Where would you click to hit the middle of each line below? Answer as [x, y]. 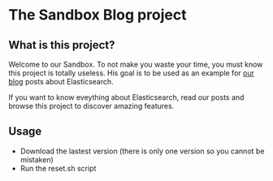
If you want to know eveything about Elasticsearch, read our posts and [126, 97]
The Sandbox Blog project [97, 15]
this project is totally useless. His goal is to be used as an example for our [131, 73]
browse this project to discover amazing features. [91, 106]
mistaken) [37, 159]
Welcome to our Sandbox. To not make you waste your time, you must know [136, 64]
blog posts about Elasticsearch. [61, 82]
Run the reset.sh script [58, 168]
